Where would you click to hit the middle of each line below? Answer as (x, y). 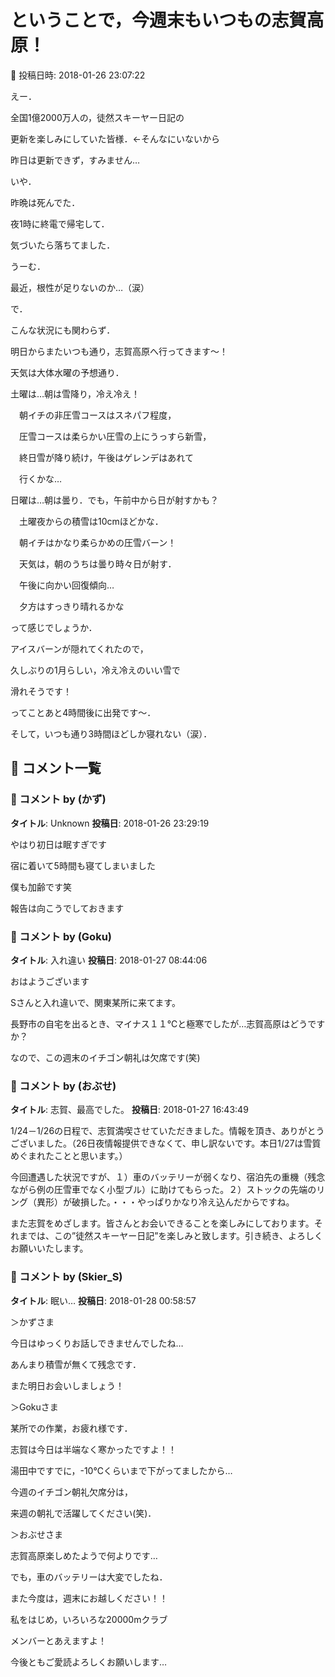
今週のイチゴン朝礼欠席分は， (71, 1492)
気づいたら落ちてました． (63, 245)
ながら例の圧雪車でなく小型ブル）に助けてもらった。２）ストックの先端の (163, 1190)
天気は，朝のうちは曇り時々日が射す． (97, 563)
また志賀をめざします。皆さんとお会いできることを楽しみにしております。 (162, 1223)
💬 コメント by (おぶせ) (63, 1086)
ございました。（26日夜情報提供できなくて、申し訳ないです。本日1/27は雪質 (166, 1143)
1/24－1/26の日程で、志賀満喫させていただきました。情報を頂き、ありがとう (167, 1131)
